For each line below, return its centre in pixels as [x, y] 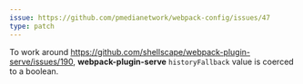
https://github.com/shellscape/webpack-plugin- [160, 51]
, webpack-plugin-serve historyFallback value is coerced [183, 61]
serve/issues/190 [41, 61]
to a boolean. [34, 71]
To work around [39, 51]
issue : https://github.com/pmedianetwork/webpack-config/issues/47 [140, 18]
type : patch [32, 26]
